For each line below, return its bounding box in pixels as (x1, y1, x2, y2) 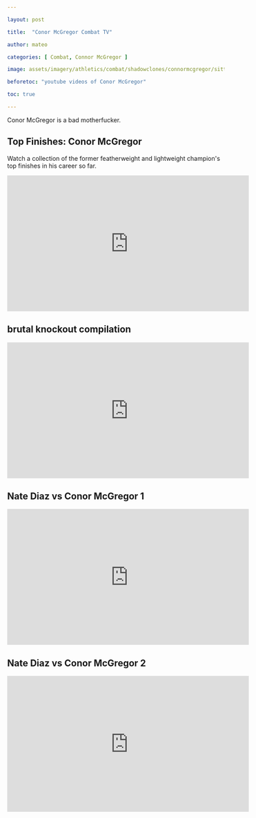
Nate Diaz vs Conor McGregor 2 (7, 657, 146, 669)
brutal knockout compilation (7, 324, 131, 335)
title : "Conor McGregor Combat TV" (7, 28, 112, 35)
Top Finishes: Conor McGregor (7, 136, 143, 148)
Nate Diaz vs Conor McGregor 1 (7, 490, 145, 502)
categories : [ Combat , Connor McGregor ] (7, 53, 128, 61)
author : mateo (7, 41, 48, 48)
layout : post (7, 16, 45, 23)
